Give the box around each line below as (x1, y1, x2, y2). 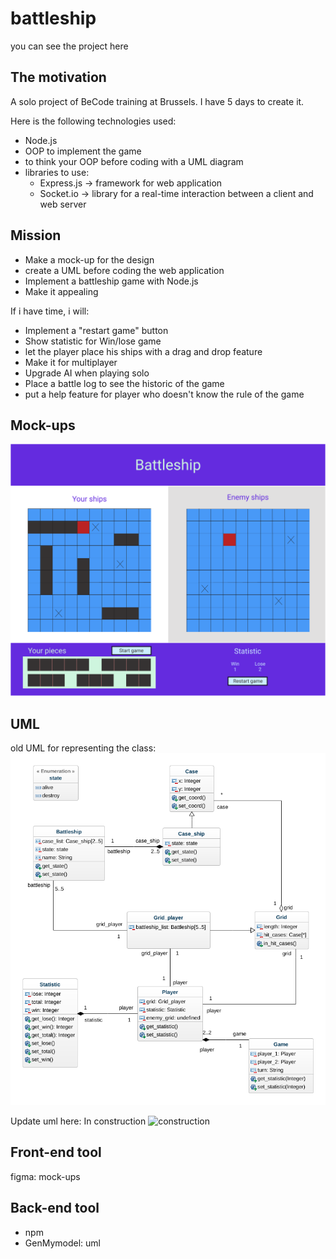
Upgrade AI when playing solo (24, 367, 150, 379)
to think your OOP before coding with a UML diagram (24, 155, 244, 167)
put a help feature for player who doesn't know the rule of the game (24, 388, 305, 400)
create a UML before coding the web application (24, 264, 225, 276)
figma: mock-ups (10, 1170, 81, 1182)
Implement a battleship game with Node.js (24, 275, 199, 287)
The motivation (10, 69, 107, 86)
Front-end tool (10, 1144, 102, 1161)
